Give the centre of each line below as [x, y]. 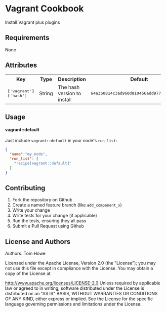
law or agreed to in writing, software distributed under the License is [75, 288]
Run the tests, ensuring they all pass [49, 221]
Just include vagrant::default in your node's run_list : [61, 141]
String [46, 93]
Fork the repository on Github [42, 200]
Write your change [31, 210]
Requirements [27, 38]
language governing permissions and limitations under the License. [73, 304]
